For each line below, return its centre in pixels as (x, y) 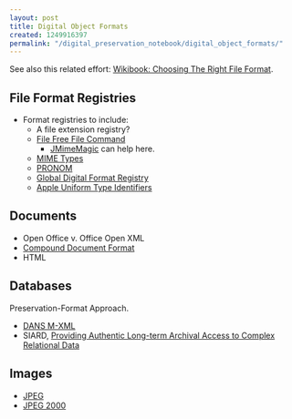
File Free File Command (81, 139)
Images (31, 374)
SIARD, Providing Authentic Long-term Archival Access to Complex (149, 335)
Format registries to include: (76, 120)
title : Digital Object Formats (69, 26)
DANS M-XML (49, 325)
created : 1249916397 (49, 35)
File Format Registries (73, 98)
